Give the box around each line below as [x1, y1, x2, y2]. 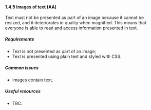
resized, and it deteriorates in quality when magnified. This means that [5, 20, 147, 26]
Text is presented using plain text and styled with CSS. [12, 54, 122, 59]
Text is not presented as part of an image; [12, 49, 96, 55]
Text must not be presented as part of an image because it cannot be [5, 15, 144, 20]
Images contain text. [12, 77, 54, 83]
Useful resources [5, 88, 41, 94]
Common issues [5, 65, 39, 71]
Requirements [5, 36, 34, 42]
